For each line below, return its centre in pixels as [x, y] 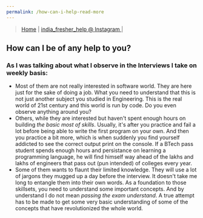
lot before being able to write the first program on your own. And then [102, 131]
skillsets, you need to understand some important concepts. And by [100, 189]
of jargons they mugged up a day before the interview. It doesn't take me [106, 176]
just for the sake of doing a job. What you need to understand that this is [105, 93]
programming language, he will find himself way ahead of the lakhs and [104, 157]
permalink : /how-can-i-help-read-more [55, 12]
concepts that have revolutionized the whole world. [79, 208]
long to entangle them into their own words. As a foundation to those [101, 183]
